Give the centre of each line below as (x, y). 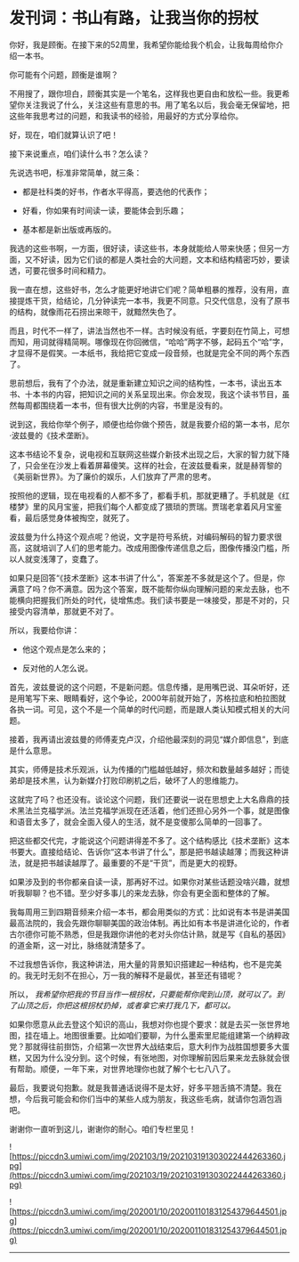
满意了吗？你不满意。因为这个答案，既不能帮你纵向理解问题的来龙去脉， (141, 589)
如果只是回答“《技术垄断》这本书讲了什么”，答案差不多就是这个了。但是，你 (147, 578)
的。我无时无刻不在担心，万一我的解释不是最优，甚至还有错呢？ (126, 975)
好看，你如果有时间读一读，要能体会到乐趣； (104, 210)
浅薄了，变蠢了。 (71, 558)
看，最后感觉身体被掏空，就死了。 (72, 517)
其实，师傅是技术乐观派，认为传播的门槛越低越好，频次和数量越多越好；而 (145, 769)
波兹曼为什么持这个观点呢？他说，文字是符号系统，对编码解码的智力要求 (141, 536)
